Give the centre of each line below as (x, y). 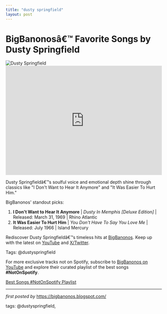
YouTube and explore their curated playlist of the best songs (67, 267)
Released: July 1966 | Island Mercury (51, 228)
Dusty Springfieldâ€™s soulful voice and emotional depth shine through (79, 182)
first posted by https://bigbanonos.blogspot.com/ (56, 297)
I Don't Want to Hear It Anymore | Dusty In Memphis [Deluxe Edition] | (84, 212)
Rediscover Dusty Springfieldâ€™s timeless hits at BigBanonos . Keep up (79, 237)
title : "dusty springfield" (35, 10)
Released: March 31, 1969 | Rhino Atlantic (55, 217)
